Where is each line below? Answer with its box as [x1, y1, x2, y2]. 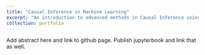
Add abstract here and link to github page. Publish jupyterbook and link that [6, 37, 196, 44]
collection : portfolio [6, 20, 64, 26]
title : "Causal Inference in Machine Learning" [6, 8, 130, 15]
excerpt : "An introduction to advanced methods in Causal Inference [6, 15, 184, 21]
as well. [6, 43, 26, 50]
